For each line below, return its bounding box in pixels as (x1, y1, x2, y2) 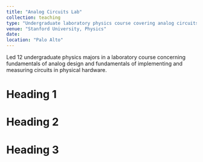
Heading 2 (6, 115, 59, 129)
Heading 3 (6, 143, 59, 157)
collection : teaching (6, 15, 61, 21)
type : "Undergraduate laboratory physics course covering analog (6, 20, 174, 26)
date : (6, 31, 20, 37)
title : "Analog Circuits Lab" (6, 8, 83, 15)
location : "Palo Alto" (6, 37, 63, 43)
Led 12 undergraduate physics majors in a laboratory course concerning (6, 54, 186, 60)
